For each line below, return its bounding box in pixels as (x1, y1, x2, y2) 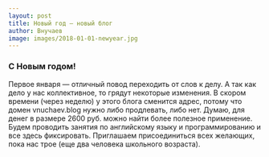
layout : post (8, 11, 52, 20)
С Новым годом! (8, 61, 76, 72)
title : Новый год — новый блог (8, 19, 113, 27)
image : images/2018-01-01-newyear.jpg (8, 34, 138, 43)
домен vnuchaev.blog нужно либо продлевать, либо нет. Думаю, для (8, 105, 245, 114)
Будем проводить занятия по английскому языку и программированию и (8, 122, 261, 131)
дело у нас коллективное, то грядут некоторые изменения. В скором (8, 88, 247, 97)
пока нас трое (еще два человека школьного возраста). (8, 138, 201, 149)
